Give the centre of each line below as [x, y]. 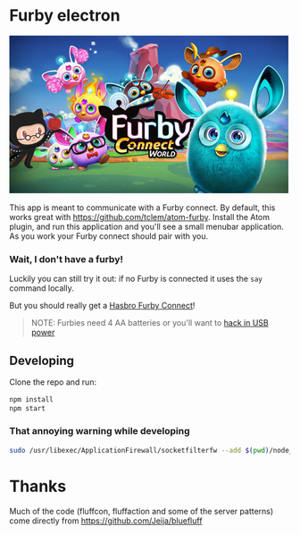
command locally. [42, 288]
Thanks [38, 486]
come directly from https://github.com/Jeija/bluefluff [106, 521]
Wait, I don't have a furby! [66, 259]
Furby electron [65, 16]
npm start [28, 409]
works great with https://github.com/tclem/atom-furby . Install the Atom [140, 217]
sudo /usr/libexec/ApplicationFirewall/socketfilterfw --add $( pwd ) [139, 451]
